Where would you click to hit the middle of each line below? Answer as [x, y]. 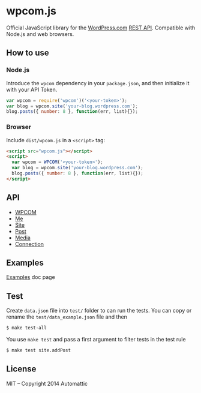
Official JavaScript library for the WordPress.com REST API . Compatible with [101, 28]
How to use [28, 53]
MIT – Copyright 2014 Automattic [47, 383]
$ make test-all [26, 328]
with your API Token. [32, 89]
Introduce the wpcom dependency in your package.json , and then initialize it [98, 83]
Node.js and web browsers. [40, 34]
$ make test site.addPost [38, 350]
